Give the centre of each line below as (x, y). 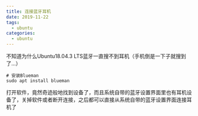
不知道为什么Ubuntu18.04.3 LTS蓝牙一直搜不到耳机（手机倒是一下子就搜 (94, 56)
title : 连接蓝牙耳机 (29, 11)
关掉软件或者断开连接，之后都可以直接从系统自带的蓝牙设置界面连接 (104, 100)
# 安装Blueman (23, 76)
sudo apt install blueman (38, 81)
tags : (13, 22)
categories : (21, 33)
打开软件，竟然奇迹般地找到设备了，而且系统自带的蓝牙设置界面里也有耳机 (96, 92)
